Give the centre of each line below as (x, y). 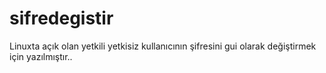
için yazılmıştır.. (41, 56)
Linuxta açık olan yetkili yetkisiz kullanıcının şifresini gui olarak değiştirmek (163, 46)
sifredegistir (61, 18)
